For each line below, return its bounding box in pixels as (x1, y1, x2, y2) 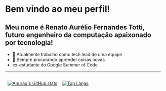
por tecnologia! (5, 38, 53, 47)
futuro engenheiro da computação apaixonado (5, 30, 152, 39)
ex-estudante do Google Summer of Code (12, 62, 98, 67)
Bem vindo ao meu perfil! (5, 3, 110, 15)
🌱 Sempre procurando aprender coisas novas (12, 57, 105, 62)
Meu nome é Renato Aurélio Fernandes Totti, (5, 23, 145, 31)
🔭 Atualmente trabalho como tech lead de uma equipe (12, 52, 122, 57)
